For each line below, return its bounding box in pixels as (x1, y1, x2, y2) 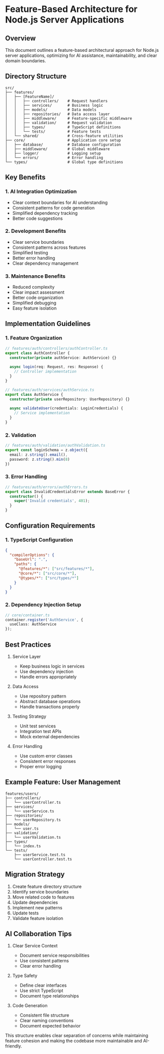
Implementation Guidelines (5, 320, 91, 328)
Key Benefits (5, 173, 46, 181)
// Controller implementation (14, 369, 77, 374)
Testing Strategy (12, 713, 46, 719)
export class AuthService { (5, 392, 64, 397)
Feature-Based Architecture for (5, 3, 138, 15)
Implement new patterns (12, 904, 63, 910)
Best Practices (5, 640, 51, 649)
